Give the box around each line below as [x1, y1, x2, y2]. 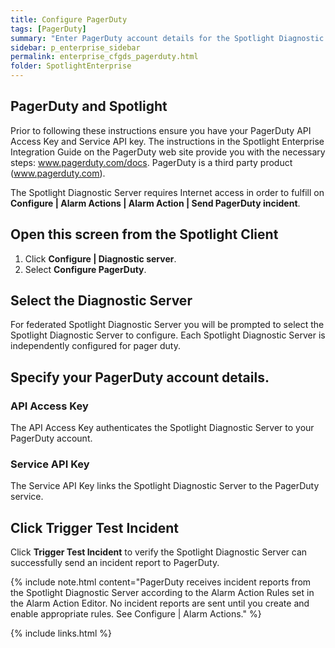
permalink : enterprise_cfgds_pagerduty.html [10, 52, 199, 62]
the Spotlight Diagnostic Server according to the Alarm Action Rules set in [10, 587, 315, 599]
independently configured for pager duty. [10, 340, 181, 352]
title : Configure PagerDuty [10, 14, 128, 25]
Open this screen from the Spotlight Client [10, 226, 279, 243]
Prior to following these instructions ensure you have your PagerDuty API [10, 124, 312, 136]
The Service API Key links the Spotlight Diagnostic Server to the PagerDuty [10, 480, 320, 492]
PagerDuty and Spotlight [10, 98, 168, 115]
